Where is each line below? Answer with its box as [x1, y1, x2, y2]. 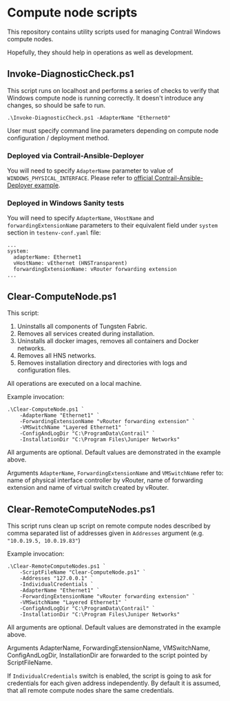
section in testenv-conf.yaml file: [7, 228, 101, 237]
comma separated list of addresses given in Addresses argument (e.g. [7, 528, 205, 537]
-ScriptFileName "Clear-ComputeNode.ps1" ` [19, 569, 147, 576]
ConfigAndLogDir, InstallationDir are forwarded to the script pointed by [7, 651, 208, 659]
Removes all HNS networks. [17, 352, 96, 360]
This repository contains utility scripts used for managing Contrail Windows [7, 28, 221, 36]
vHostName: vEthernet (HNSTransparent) [13, 260, 128, 267]
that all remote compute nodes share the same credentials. [7, 686, 174, 694]
